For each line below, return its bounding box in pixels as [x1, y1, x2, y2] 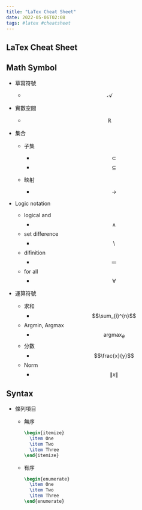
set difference [23, 230, 59, 238]
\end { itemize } [23, 452, 59, 458]
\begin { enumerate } [23, 476, 70, 482]
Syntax [6, 389, 34, 399]
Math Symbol [6, 63, 57, 73]
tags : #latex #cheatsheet [6, 20, 71, 26]
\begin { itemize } [23, 430, 65, 436]
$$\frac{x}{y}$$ [93, 352, 135, 360]
